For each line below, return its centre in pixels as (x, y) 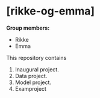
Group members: (28, 28)
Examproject (31, 88)
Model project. (33, 82)
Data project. (31, 76)
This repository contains (36, 57)
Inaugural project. (37, 69)
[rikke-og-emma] (51, 11)
